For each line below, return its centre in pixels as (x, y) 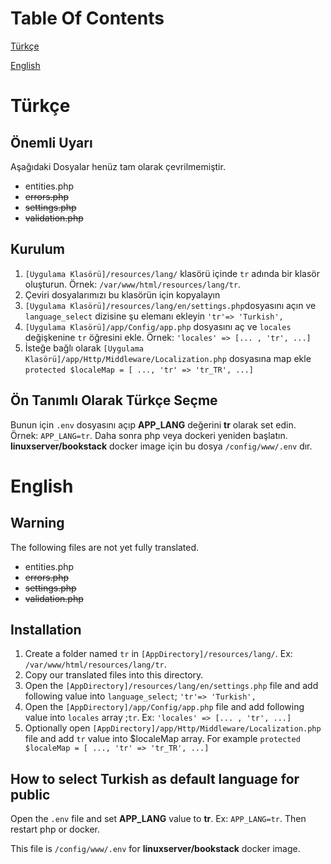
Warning (37, 523)
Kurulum (38, 249)
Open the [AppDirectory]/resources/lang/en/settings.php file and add (171, 686)
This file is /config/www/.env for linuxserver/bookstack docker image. (155, 849)
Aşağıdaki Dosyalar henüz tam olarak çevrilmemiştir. (118, 166)
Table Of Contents (87, 18)
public (30, 794)
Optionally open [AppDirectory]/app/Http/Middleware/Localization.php (173, 728)
